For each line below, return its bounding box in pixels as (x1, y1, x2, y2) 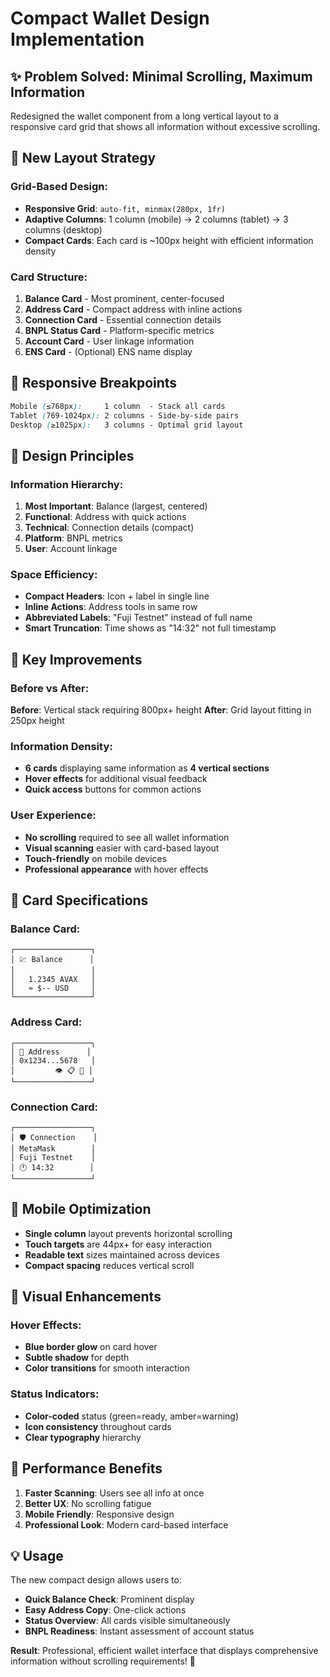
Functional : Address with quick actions (24, 511, 187, 523)
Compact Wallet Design (10, 7, 210, 30)
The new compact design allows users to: (10, 1574, 182, 1586)
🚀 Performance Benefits (10, 1460, 163, 1477)
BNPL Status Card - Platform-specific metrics (24, 324, 215, 336)
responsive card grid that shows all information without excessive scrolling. (10, 121, 321, 132)
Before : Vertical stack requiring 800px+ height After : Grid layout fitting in (10, 704, 312, 716)
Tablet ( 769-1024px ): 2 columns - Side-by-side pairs (10, 410, 240, 421)
